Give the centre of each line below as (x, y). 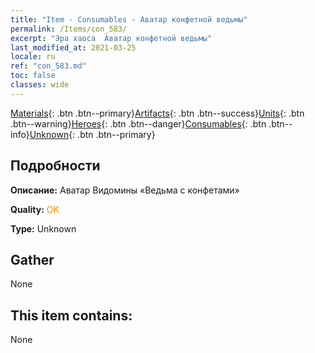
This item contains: (71, 315)
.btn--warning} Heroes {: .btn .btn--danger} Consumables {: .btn (138, 123)
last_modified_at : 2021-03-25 (73, 47)
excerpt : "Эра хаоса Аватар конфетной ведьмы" (111, 38)
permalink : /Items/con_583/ (69, 29)
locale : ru (33, 57)
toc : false (33, 76)
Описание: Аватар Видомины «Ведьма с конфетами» (125, 190)
